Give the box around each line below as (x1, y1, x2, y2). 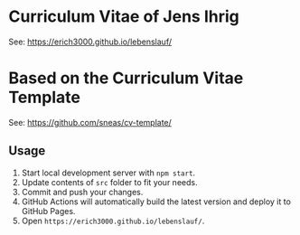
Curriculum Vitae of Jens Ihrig (8, 6, 240, 27)
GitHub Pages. (21, 205, 76, 216)
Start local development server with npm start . (21, 167, 196, 178)
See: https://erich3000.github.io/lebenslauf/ (8, 36, 173, 47)
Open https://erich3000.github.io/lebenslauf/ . (21, 215, 205, 226)
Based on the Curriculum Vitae (8, 68, 244, 89)
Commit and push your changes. (21, 186, 144, 197)
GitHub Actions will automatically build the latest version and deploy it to (21, 196, 291, 207)
